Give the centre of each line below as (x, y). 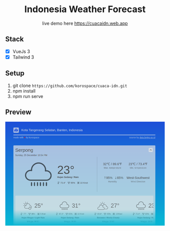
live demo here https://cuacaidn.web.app (85, 23)
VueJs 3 (21, 51)
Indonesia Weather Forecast (85, 9)
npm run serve (28, 96)
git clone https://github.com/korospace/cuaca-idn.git (70, 85)
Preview (18, 112)
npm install (24, 91)
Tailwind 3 (23, 57)
